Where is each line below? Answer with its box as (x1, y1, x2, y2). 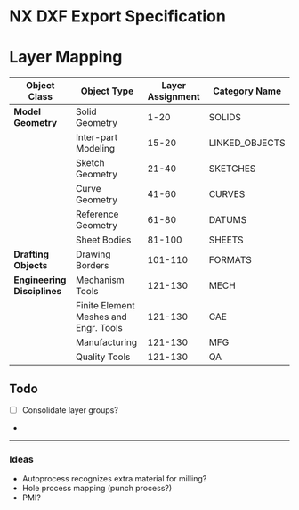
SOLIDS (208, 111, 242, 124)
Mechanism (75, 274, 125, 286)
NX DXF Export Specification (9, 6, 227, 27)
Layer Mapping (9, 47, 123, 68)
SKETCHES (208, 162, 256, 175)
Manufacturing (75, 336, 138, 349)
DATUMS (208, 214, 247, 226)
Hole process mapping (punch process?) (21, 483, 173, 494)
